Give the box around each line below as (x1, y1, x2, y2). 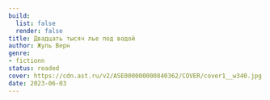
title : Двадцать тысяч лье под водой (8, 34, 136, 43)
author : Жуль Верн (8, 42, 70, 50)
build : (8, 11, 31, 20)
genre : (8, 49, 31, 57)
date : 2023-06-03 (8, 79, 67, 87)
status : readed (8, 65, 60, 73)
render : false (15, 27, 63, 35)
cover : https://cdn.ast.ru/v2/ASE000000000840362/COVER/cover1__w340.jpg (8, 72, 263, 80)
